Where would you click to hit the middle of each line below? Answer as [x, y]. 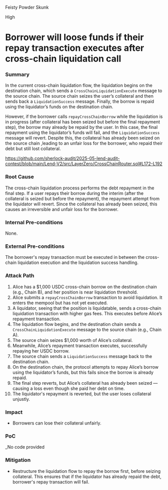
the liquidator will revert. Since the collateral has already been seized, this [81, 204]
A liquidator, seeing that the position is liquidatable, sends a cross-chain [87, 308]
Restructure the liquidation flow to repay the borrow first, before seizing [87, 471]
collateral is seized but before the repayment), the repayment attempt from [82, 198]
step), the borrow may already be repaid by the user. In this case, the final [81, 127]
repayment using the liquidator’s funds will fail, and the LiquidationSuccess [82, 132]
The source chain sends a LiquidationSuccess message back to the [82, 356]
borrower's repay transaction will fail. [51, 482]
